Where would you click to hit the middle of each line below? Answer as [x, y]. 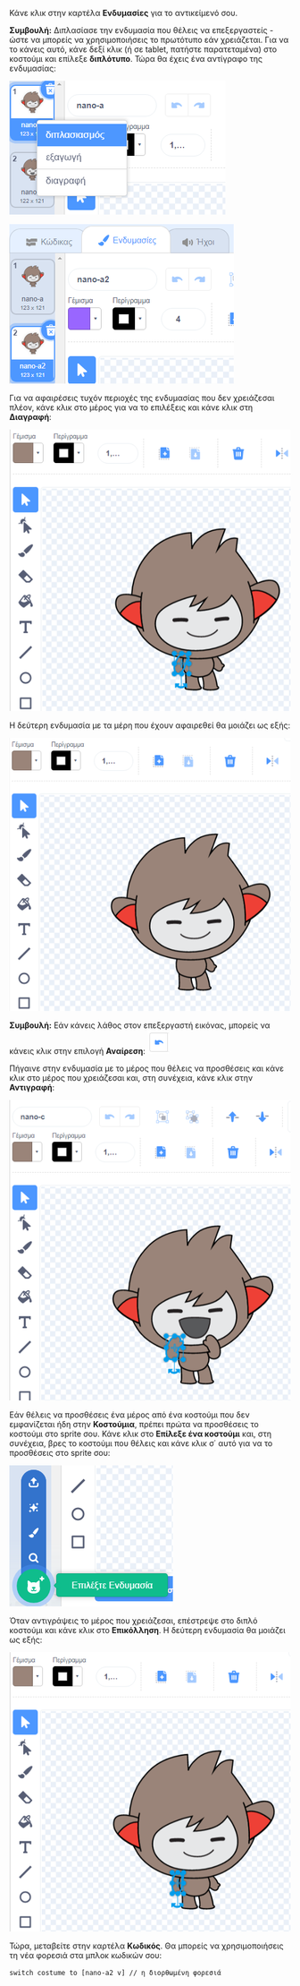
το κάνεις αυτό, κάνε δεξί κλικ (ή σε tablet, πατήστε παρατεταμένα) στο [143, 49]
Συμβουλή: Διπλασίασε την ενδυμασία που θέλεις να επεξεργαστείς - [142, 30]
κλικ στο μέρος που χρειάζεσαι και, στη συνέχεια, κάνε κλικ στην [131, 1078]
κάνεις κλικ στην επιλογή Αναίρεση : [77, 1051]
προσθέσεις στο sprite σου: [60, 1453]
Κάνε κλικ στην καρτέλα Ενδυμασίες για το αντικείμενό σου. [124, 13]
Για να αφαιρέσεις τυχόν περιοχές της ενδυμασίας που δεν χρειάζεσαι [142, 398]
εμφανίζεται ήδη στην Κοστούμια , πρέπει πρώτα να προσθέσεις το [134, 1425]
